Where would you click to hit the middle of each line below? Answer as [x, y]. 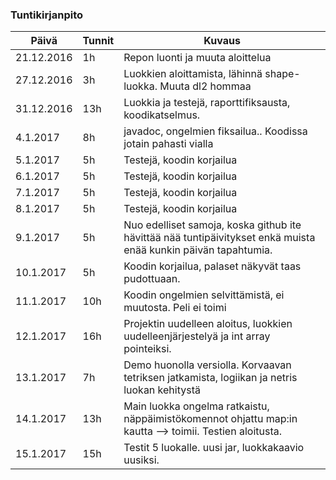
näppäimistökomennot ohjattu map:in [210, 419]
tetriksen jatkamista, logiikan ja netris [210, 378]
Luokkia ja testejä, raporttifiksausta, [207, 103]
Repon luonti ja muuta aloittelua [197, 58]
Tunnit [98, 41]
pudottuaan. [152, 279]
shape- [282, 74]
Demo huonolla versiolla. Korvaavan [207, 365]
